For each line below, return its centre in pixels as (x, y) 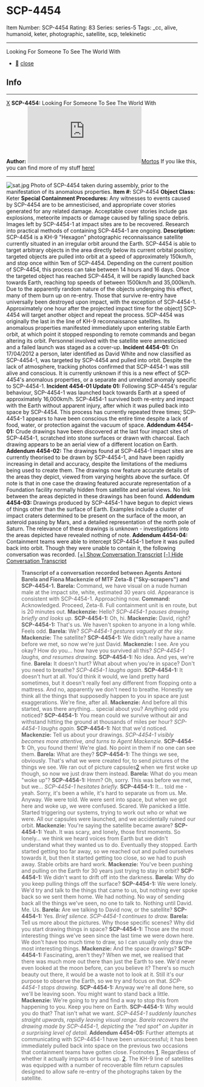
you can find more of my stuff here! (51, 168)
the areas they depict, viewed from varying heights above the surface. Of (98, 477)
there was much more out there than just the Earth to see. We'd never (108, 961)
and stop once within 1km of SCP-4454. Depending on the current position (100, 263)
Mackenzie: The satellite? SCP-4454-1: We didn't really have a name (108, 637)
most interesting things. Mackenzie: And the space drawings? (99, 948)
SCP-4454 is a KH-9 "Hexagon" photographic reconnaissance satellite (95, 237)
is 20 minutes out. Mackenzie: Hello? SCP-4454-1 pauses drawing (105, 611)
